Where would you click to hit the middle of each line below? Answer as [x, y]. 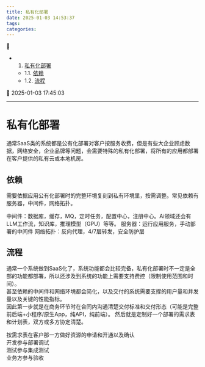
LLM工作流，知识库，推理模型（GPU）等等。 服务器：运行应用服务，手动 [99, 224]
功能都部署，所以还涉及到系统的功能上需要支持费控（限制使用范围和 [102, 276]
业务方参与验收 [25, 357]
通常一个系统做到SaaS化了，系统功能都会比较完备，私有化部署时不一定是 [98, 268]
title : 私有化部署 [27, 12]
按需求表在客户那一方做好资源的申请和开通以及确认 [70, 335]
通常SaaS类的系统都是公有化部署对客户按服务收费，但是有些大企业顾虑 [95, 144]
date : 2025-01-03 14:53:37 [41, 18]
